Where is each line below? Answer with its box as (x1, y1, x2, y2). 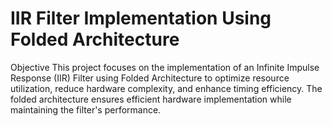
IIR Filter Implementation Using (10, 7, 272, 30)
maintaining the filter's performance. (10, 103, 162, 116)
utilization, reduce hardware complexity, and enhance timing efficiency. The (10, 82, 323, 94)
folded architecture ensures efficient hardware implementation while (10, 93, 292, 105)
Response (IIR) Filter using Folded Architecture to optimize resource (10, 72, 290, 84)
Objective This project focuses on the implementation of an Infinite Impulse (10, 61, 320, 73)
